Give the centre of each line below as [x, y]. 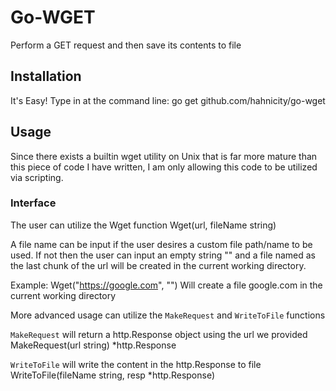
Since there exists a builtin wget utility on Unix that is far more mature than [164, 156]
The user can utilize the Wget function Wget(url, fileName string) [143, 225]
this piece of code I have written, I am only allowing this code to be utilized [164, 167]
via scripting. [37, 177]
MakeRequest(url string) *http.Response [93, 345]
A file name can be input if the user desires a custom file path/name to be [161, 244]
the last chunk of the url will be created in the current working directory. [158, 265]
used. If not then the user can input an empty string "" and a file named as [163, 255]
